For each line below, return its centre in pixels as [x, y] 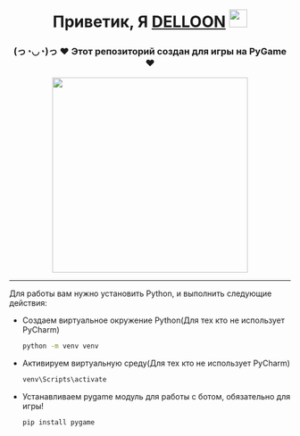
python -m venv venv [60, 346]
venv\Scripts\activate [64, 380]
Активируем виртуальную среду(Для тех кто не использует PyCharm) [156, 363]
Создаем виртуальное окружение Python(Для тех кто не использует [154, 320]
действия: [28, 303]
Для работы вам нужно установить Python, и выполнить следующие [141, 293]
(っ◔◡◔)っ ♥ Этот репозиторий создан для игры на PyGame [150, 52]
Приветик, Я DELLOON [139, 22]
